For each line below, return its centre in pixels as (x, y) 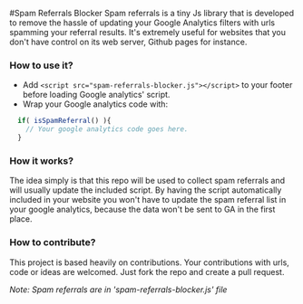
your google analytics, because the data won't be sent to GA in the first (142, 209)
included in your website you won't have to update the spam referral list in (148, 200)
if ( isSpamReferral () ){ (64, 121)
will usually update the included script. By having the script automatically (146, 190)
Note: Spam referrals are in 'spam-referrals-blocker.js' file (118, 290)
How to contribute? (53, 242)
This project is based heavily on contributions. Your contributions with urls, (150, 262)
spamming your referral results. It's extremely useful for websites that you (147, 32)
